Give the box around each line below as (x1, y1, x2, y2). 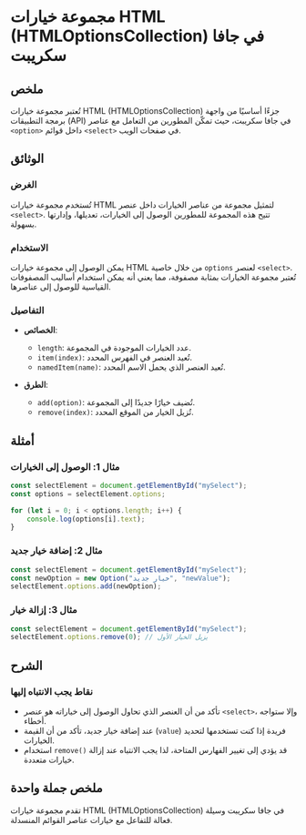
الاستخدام (10, 241, 49, 254)
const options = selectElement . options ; (10, 489, 167, 498)
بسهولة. (10, 219, 37, 229)
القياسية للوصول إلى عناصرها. (10, 280, 112, 292)
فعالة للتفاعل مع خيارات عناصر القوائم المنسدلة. (10, 814, 173, 825)
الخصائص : (23, 325, 58, 336)
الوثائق (10, 151, 45, 167)
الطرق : (23, 380, 49, 391)
